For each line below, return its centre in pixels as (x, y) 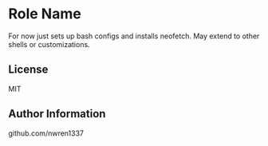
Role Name (45, 14)
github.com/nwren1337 (46, 133)
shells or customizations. (49, 44)
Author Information (57, 114)
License (28, 70)
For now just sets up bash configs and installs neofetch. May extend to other (134, 36)
